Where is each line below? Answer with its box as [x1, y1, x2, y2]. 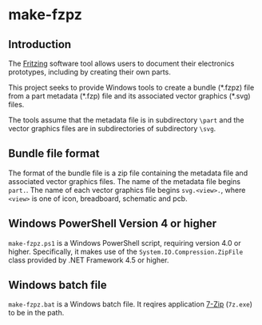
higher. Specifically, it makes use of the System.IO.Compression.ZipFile [8, 247, 244, 256]
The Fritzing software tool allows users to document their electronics [8, 58, 235, 68]
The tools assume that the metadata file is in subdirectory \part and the [8, 115, 244, 125]
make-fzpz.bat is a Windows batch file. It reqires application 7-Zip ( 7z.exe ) [8, 299, 253, 309]
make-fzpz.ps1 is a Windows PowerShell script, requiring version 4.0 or [8, 238, 241, 247]
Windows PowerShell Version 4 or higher [8, 217, 217, 231]
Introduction [8, 38, 72, 51]
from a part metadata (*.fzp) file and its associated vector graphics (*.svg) [8, 91, 251, 101]
